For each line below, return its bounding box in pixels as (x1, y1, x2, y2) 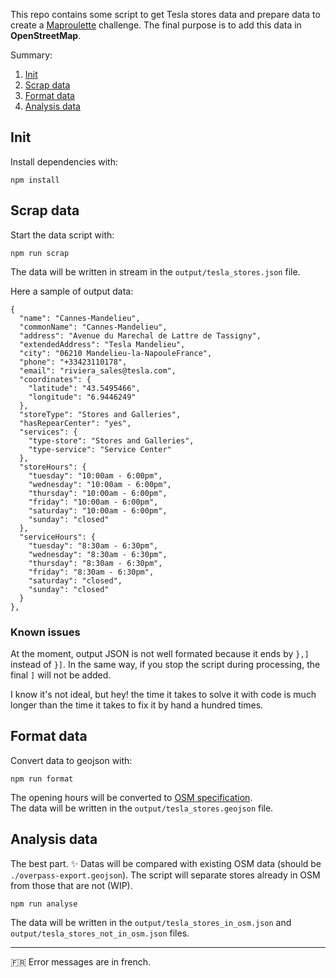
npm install (10, 175, 60, 185)
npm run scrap (10, 248, 70, 258)
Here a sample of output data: (10, 285, 134, 297)
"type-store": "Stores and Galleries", (28, 435, 195, 446)
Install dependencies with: (10, 155, 119, 168)
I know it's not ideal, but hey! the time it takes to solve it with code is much (10, 688, 317, 700)
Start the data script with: (10, 229, 115, 241)
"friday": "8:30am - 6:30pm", (28, 567, 155, 577)
